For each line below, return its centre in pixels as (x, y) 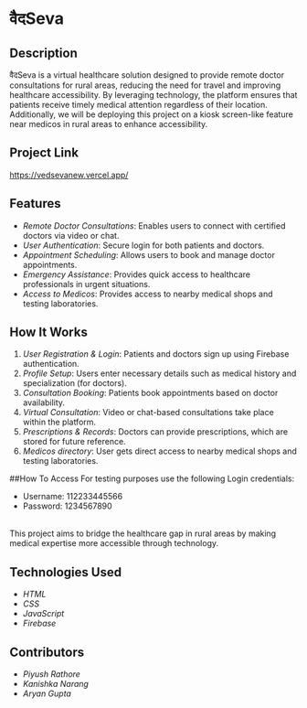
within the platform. (59, 422)
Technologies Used (65, 572)
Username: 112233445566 (73, 497)
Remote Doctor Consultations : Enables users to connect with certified (154, 225)
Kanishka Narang (56, 684)
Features (35, 204)
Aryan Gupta (47, 693)
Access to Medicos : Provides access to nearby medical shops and (148, 294)
